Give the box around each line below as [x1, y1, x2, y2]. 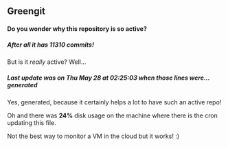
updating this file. [7, 118, 56, 126]
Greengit [7, 5, 46, 17]
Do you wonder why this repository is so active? [7, 24, 148, 33]
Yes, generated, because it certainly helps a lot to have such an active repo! [7, 98, 222, 106]
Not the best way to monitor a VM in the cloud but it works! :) [7, 132, 180, 140]
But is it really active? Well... [7, 58, 87, 66]
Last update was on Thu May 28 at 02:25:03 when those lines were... [7, 73, 210, 82]
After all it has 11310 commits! [7, 41, 95, 49]
